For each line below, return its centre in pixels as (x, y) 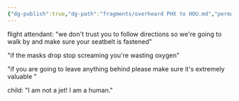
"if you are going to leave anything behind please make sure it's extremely (116, 69)
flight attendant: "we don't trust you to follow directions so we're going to (115, 34)
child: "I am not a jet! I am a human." (60, 90)
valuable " (22, 76)
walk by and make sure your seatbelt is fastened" (80, 41)
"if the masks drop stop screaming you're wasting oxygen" (94, 55)
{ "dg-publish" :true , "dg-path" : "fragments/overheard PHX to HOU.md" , (111, 14)
